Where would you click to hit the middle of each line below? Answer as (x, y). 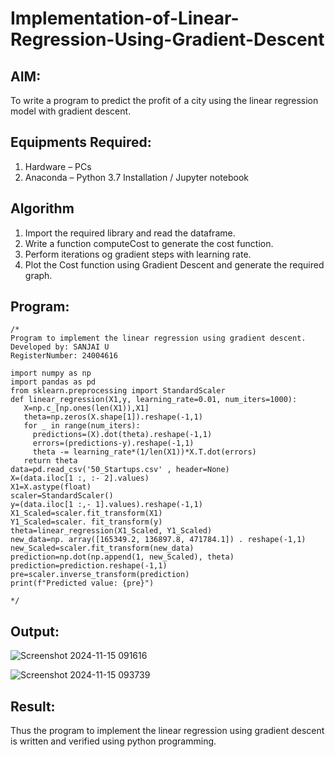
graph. (38, 275)
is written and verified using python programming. (113, 741)
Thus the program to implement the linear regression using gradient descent (167, 731)
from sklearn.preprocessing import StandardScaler (118, 391)
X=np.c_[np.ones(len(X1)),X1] (86, 408)
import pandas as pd (53, 382)
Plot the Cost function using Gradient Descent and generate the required (174, 264)
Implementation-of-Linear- (125, 18)
